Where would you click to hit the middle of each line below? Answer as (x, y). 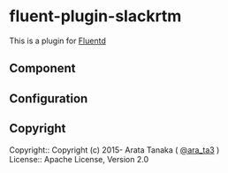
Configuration (49, 98)
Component (43, 68)
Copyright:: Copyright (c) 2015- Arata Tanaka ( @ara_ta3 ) (114, 150)
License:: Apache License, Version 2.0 (79, 159)
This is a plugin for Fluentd (57, 41)
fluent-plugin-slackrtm (95, 16)
